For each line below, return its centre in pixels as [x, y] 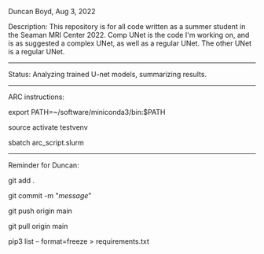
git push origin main [40, 211]
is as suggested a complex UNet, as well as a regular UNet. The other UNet [130, 43]
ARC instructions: [37, 97]
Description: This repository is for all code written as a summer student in [127, 26]
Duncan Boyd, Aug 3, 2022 [52, 11]
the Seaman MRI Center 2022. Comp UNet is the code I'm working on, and [129, 35]
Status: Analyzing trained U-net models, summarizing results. [107, 74]
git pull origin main [38, 226]
